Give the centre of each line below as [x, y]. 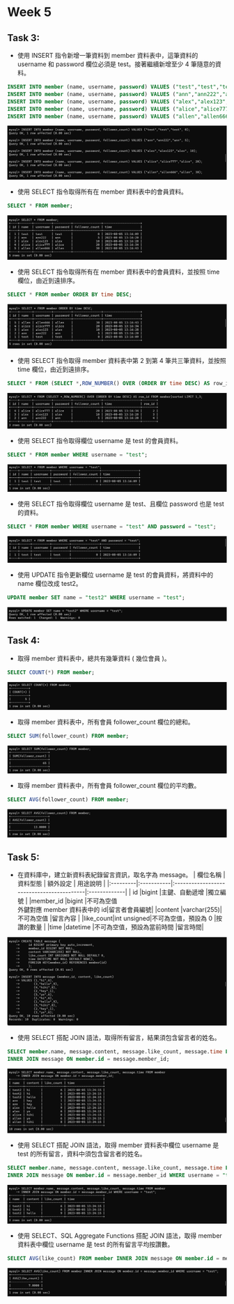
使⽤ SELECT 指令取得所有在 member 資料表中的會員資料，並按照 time [118, 272]
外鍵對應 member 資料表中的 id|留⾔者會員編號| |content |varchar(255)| [120, 910]
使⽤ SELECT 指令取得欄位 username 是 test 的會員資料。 [100, 440]
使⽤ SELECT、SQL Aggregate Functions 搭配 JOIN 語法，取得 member [120, 1236]
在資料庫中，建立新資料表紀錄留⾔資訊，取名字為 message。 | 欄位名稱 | [121, 875]
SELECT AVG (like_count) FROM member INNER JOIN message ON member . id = [113, 1259]
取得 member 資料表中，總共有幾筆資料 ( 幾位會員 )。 [94, 658]
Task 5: [23, 857]
